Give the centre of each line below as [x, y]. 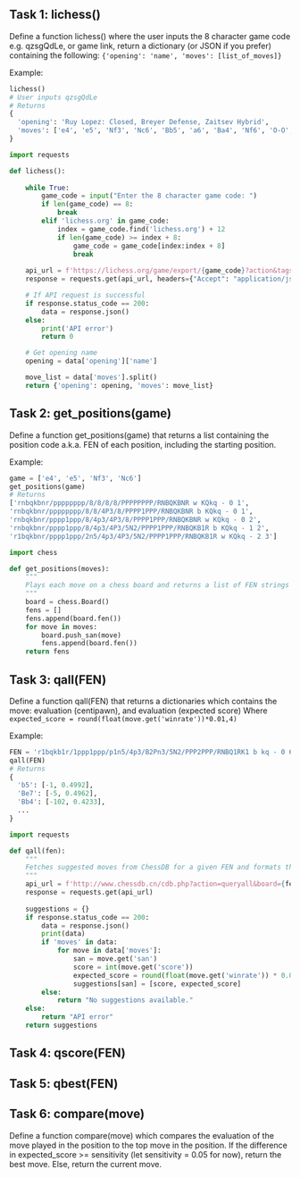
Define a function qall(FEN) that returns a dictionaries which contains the [143, 701]
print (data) [64, 934]
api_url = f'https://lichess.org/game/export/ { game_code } [135, 271]
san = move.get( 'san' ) [115, 959]
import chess [33, 552]
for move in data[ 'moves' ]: [109, 951]
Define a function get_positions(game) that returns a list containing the [139, 435]
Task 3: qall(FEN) [58, 680]
